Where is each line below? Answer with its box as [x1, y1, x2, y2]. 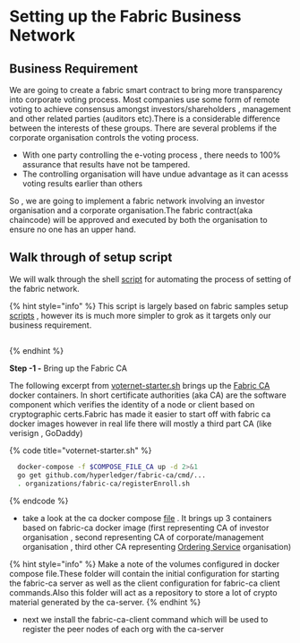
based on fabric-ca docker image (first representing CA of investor [21, 522, 270, 533]
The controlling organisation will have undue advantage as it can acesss [21, 168, 289, 179]
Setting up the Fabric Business [9, 6, 242, 27]
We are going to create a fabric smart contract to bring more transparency [9, 85, 283, 95]
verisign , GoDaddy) [9, 428, 83, 439]
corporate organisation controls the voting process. [9, 133, 199, 142]
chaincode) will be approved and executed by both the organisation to [9, 215, 268, 225]
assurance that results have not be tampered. [21, 159, 191, 169]
